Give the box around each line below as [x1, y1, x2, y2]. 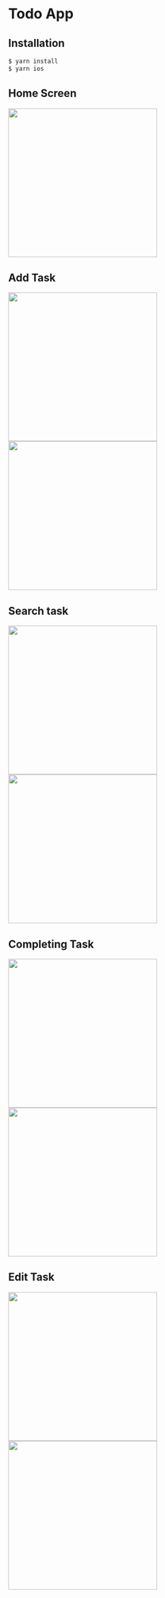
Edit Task [8, 1270, 55, 1284]
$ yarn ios [8, 64, 44, 72]
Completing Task [8, 937, 94, 951]
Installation [8, 36, 65, 50]
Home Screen [8, 86, 77, 100]
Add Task [8, 271, 56, 284]
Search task [8, 604, 69, 617]
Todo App [8, 5, 74, 23]
